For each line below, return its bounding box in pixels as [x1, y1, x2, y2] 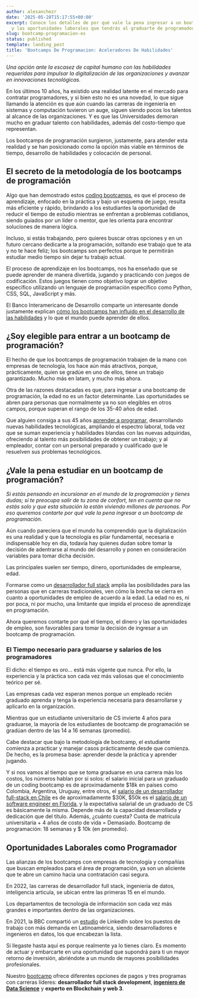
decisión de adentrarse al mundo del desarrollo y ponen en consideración [6, 546, 187, 553]
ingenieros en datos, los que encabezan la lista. [6, 930, 123, 938]
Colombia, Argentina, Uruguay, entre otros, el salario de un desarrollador [6, 788, 184, 795]
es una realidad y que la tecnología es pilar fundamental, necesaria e [6, 534, 174, 541]
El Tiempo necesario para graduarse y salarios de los [6, 646, 162, 654]
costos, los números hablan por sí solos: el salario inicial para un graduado [6, 775, 188, 782]
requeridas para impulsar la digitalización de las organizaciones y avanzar [6, 69, 190, 77]
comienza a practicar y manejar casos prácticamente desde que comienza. [6, 745, 190, 752]
